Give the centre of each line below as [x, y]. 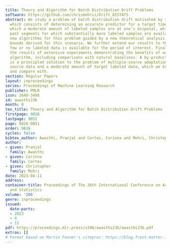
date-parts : [23, 209]
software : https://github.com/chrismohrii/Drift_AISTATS [67, 15]
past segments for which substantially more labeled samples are [81, 34]
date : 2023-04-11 [24, 176]
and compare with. [30, 72]
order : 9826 [18, 128]
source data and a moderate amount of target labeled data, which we [85, 67]
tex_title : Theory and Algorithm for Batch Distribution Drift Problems [84, 109]
